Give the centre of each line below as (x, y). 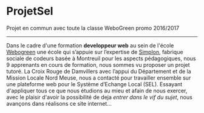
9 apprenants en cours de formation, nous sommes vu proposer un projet (98, 64)
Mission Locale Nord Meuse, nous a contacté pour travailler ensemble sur (99, 78)
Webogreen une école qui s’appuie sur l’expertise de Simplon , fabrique (95, 52)
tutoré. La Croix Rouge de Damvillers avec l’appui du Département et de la (99, 71)
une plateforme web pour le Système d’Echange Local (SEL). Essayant (94, 84)
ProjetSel (30, 11)
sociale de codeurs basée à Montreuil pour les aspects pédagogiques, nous (101, 58)
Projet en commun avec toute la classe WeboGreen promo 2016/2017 (93, 28)
